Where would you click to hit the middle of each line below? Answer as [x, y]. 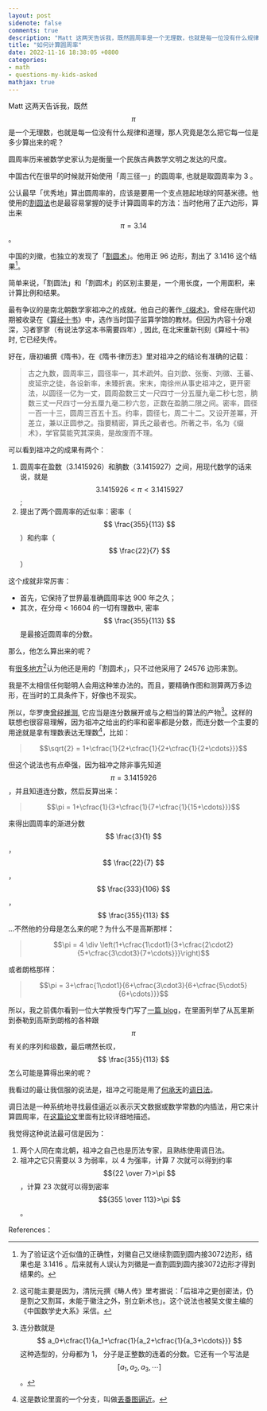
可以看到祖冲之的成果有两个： [57, 450]
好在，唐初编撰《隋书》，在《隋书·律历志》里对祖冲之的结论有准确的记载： [130, 357]
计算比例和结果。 [36, 293]
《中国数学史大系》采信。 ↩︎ [66, 1311]
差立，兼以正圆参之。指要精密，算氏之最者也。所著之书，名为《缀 [135, 423]
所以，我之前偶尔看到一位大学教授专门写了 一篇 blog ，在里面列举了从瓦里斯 [131, 1010]
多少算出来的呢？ [36, 142]
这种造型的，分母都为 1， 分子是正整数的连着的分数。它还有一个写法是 [135, 1354]
